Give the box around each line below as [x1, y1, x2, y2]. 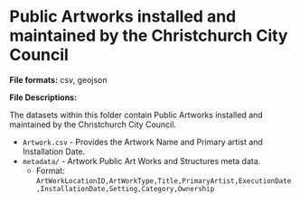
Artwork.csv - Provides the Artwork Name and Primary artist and [22, 136, 264, 147]
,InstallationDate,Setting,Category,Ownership [35, 184, 215, 193]
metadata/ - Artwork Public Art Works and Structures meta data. [22, 155, 261, 166]
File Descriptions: [9, 92, 78, 103]
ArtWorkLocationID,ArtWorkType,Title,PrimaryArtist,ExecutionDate [35, 176, 292, 186]
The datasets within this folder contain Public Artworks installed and [9, 109, 264, 120]
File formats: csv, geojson [9, 74, 108, 85]
